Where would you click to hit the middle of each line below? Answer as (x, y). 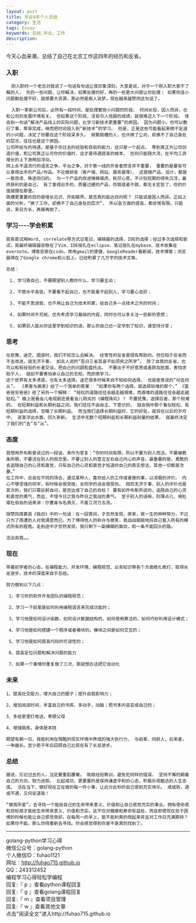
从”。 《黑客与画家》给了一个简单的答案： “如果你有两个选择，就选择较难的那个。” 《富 (97, 386)
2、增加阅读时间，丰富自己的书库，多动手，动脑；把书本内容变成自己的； (81, 705)
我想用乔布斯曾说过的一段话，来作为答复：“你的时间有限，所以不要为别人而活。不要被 (94, 453)
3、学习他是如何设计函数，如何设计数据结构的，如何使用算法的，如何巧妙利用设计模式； (99, 619)
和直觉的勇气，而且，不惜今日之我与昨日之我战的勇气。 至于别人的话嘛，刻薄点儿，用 (94, 497)
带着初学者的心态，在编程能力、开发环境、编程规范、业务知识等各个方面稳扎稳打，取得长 (97, 568)
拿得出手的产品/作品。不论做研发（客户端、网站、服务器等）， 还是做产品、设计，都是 (99, 172)
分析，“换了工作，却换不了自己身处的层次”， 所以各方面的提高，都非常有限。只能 (99, 204)
